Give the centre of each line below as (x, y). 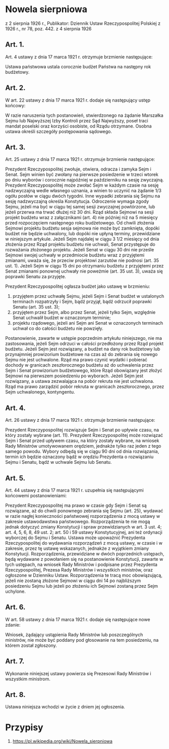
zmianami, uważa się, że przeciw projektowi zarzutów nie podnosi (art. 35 (82, 260)
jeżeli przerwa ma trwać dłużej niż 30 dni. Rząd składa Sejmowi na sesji (79, 212)
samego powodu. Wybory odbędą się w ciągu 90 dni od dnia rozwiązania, (82, 452)
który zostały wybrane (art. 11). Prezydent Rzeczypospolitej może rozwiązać (84, 435)
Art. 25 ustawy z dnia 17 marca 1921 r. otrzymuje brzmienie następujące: (80, 159)
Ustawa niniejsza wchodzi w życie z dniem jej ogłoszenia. (65, 707)
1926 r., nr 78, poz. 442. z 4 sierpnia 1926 (48, 28)
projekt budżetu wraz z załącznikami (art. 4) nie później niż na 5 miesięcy (81, 217)
